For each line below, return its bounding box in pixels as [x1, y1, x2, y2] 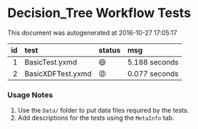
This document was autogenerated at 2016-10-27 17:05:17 [7, 28, 177, 37]
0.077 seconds [127, 69, 179, 79]
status [98, 45, 121, 55]
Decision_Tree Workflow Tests [7, 5, 191, 21]
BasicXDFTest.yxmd [24, 69, 92, 79]
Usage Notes [7, 90, 53, 100]
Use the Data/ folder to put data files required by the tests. [17, 106, 189, 115]
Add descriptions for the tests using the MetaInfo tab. [17, 113, 174, 122]
